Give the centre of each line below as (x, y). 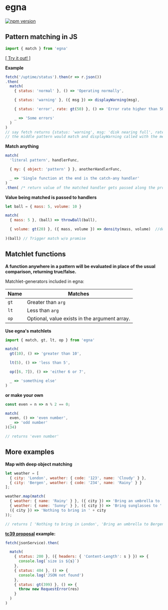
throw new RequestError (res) (49, 589)
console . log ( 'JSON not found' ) (51, 575)
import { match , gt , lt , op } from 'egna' (50, 340)
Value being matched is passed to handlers (51, 197)
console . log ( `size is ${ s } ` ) (49, 561)
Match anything (22, 146)
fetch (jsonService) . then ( (32, 543)
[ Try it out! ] (18, 58)
